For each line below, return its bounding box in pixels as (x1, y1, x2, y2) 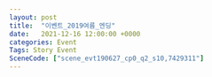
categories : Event (9, 37, 77, 47)
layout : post (9, 12, 58, 22)
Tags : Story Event (9, 46, 77, 55)
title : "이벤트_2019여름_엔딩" (9, 21, 116, 30)
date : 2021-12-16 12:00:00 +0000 (9, 29, 141, 38)
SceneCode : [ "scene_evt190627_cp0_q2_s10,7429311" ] (9, 54, 204, 63)
